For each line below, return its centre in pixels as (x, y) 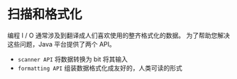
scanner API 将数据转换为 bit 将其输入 (72, 59)
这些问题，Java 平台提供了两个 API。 (61, 44)
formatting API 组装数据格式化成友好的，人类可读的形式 (100, 68)
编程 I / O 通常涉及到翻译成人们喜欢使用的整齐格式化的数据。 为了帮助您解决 (119, 35)
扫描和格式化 (45, 14)
